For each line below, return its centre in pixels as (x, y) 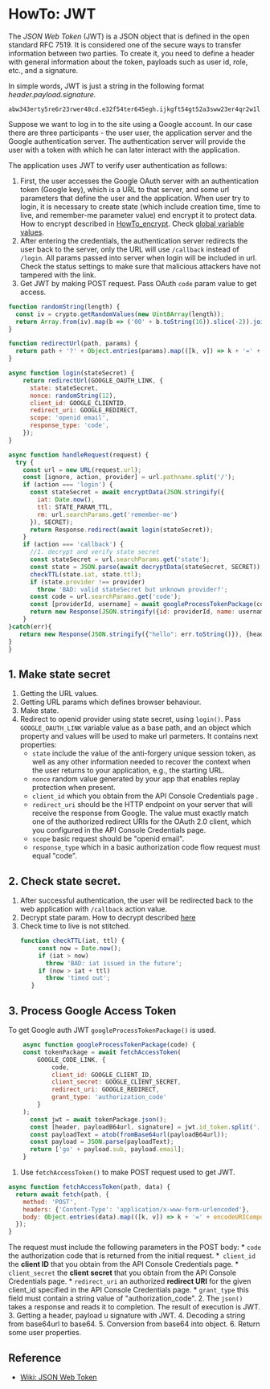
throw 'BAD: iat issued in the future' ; (114, 963)
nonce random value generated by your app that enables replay (136, 779)
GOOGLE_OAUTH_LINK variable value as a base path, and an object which (135, 727)
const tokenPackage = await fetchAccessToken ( (102, 1052)
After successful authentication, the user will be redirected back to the (137, 900)
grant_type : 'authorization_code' (109, 1097)
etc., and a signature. (43, 70)
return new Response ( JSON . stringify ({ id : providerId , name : (132, 612)
